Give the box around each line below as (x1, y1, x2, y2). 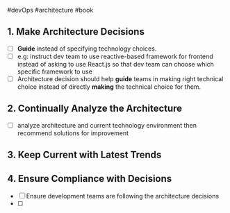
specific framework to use (17, 67, 92, 76)
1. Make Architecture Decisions (7, 26, 145, 37)
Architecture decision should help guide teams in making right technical (17, 74, 224, 83)
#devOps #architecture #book (7, 6, 94, 14)
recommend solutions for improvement (17, 128, 129, 137)
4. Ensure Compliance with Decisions (7, 173, 172, 185)
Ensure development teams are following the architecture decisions (26, 192, 220, 201)
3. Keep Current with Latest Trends (7, 149, 162, 161)
